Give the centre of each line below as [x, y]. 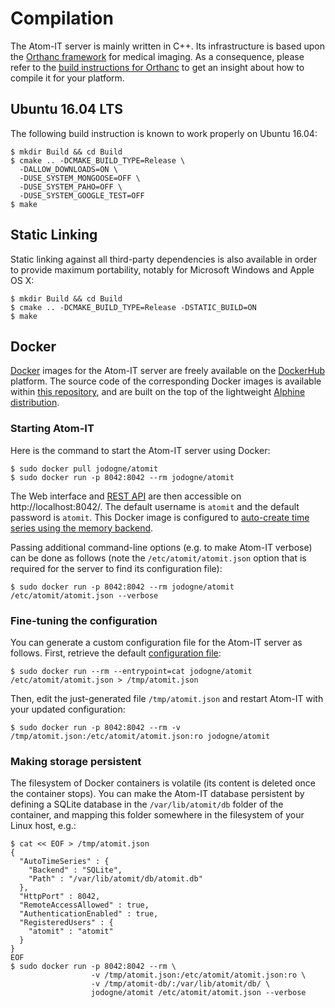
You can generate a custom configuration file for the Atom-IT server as [156, 642]
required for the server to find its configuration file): [116, 568]
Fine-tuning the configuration [84, 620]
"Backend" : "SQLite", [75, 870]
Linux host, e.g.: [43, 826]
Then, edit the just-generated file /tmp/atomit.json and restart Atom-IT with [167, 698]
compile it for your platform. [67, 78]
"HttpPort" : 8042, [60, 897]
